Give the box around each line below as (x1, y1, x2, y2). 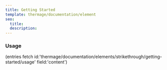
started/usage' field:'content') (5, 59, 67, 65)
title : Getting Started (5, 7, 56, 12)
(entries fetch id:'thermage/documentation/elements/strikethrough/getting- (5, 53, 162, 60)
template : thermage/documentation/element (5, 12, 96, 17)
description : (10, 26, 37, 31)
